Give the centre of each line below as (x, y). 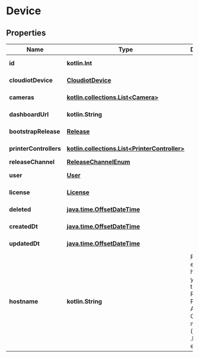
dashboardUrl (29, 114)
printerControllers (35, 148)
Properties (26, 33)
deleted (20, 209)
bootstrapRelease (35, 132)
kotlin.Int (79, 63)
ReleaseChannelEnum (98, 162)
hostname (24, 301)
